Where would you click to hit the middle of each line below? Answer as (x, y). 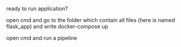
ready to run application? (37, 9)
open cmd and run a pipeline (42, 38)
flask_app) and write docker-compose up (57, 26)
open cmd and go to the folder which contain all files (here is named (91, 20)
